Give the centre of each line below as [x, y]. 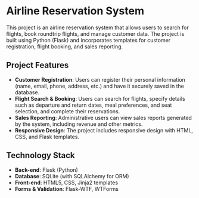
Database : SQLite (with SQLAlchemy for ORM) [72, 176]
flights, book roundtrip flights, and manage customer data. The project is [95, 33]
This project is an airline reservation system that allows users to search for [97, 27]
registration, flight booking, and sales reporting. [65, 47]
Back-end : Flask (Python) [46, 170]
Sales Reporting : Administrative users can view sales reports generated [103, 117]
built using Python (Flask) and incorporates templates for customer [88, 40]
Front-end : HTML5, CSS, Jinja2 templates [66, 182]
